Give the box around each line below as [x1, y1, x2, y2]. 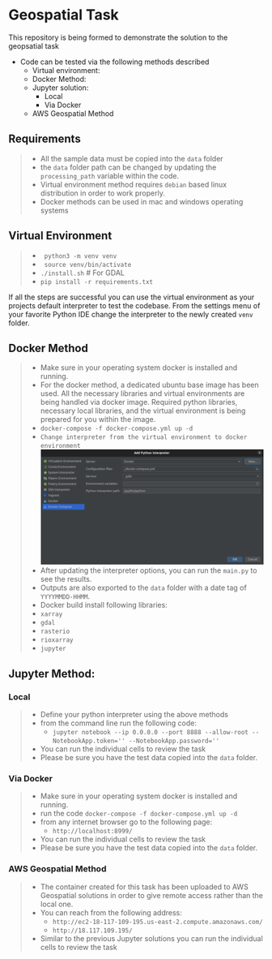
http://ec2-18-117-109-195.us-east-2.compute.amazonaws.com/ [52, 918, 263, 926]
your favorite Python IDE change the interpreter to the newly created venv [8, 309, 253, 319]
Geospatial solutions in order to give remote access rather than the [40, 890, 264, 900]
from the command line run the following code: [40, 718, 197, 728]
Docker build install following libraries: [40, 600, 168, 610]
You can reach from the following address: [40, 907, 182, 918]
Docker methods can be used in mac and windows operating [40, 196, 244, 206]
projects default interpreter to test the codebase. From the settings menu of [8, 300, 261, 310]
